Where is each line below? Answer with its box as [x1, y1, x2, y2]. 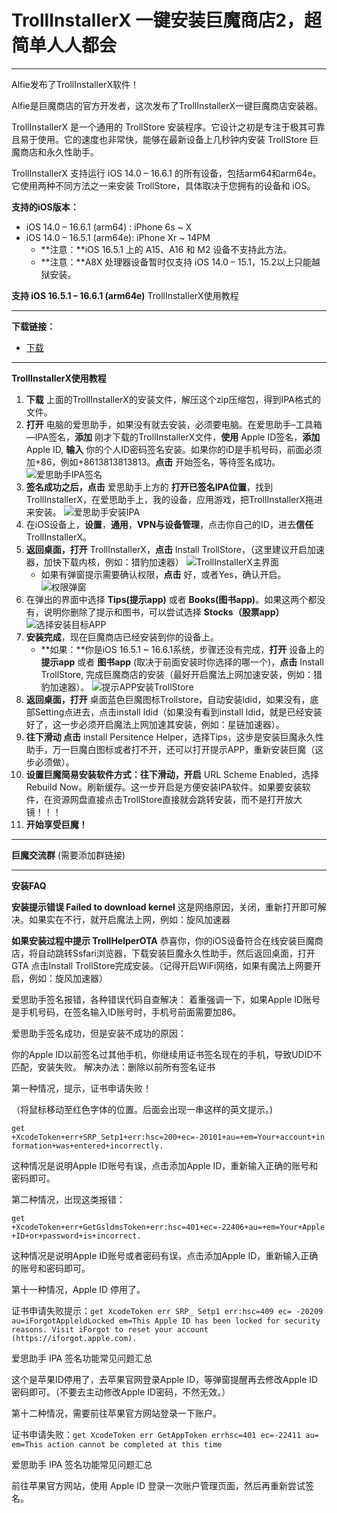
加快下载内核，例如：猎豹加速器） [43, 556, 184, 568]
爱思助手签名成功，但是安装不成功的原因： [11, 1027, 187, 1039]
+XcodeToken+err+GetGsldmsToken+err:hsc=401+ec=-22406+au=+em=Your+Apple [11, 1222, 326, 1232]
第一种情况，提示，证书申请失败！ [11, 1082, 152, 1094]
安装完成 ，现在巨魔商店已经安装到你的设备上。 [25, 631, 219, 643]
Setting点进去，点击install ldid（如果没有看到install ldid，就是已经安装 [34, 706, 323, 718]
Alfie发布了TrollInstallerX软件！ [11, 78, 139, 90]
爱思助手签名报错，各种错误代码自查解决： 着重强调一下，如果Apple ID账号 [11, 993, 321, 1005]
